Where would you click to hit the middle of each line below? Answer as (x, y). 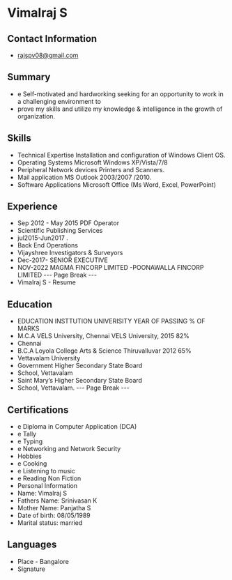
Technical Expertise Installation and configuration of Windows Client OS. (121, 155)
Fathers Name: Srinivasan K (57, 501)
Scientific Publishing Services (60, 231)
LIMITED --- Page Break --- (57, 275)
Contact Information (52, 39)
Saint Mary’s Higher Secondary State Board (80, 381)
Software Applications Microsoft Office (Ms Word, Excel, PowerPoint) (117, 184)
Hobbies (29, 456)
